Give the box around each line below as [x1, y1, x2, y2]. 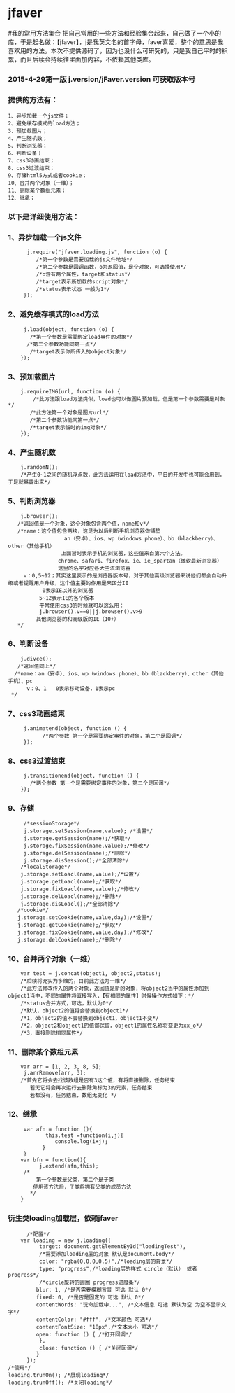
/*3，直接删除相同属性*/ [20, 1030, 83, 1037]
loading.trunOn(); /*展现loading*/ [8, 1371, 109, 1378]
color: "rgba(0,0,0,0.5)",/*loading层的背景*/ [38, 1258, 173, 1265]
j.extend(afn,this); [38, 1162, 99, 1170]
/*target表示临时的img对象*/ [29, 423, 107, 431]
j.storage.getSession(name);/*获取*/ [23, 834, 131, 841]
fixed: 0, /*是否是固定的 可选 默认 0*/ [36, 1294, 145, 1301]
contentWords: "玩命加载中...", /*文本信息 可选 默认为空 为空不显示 [36, 1301, 222, 1308]
